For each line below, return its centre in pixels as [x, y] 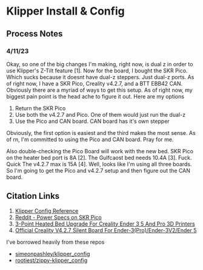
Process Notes [35, 34]
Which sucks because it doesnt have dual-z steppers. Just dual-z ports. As [100, 77]
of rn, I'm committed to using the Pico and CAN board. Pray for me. [90, 139]
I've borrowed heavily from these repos [55, 242]
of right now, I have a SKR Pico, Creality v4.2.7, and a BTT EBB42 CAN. [95, 83]
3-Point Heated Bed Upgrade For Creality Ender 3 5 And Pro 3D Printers [105, 224]
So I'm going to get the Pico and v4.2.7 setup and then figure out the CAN [98, 170]
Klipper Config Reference [47, 210]
